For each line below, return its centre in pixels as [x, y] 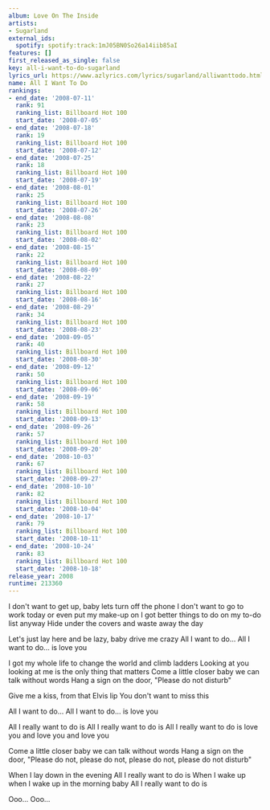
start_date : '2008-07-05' [59, 121]
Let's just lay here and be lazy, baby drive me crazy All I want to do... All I [129, 639]
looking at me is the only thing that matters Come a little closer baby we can [134, 672]
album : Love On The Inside [53, 16]
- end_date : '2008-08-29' [51, 307]
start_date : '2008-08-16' [59, 300]
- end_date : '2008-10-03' [51, 456]
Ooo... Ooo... [29, 800]
